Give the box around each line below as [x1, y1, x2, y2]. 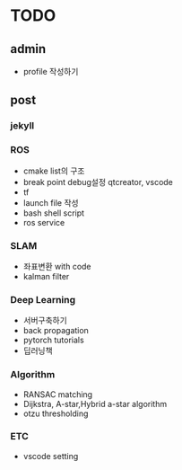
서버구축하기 [22, 315, 68, 326]
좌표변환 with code [22, 261, 92, 271]
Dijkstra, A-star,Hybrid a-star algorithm [22, 398, 168, 409]
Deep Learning [10, 293, 76, 306]
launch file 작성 [22, 197, 79, 208]
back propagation [22, 325, 89, 336]
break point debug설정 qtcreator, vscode [22, 176, 174, 187]
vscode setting [22, 450, 79, 461]
